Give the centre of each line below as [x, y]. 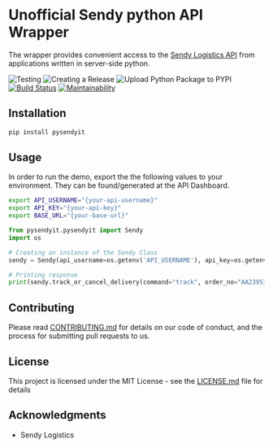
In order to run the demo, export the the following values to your [116, 177]
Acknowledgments [58, 415]
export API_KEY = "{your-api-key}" [65, 208]
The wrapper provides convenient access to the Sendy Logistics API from [132, 54]
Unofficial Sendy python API [106, 15]
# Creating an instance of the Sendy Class [83, 252]
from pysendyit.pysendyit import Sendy [76, 231]
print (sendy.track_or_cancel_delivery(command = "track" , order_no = [123, 282]
